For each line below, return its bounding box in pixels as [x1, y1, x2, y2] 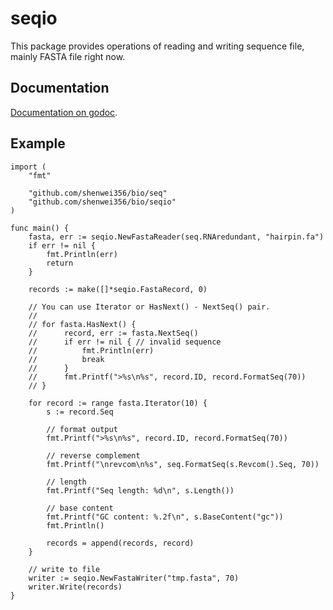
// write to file [28, 564, 101, 574]
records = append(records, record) [46, 538, 195, 548]
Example [10, 135, 66, 152]
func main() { [10, 223, 70, 233]
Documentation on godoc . [10, 106, 118, 118]
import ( [10, 162, 47, 172]
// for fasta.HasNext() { [28, 319, 137, 329]
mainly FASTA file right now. [10, 50, 126, 62]
